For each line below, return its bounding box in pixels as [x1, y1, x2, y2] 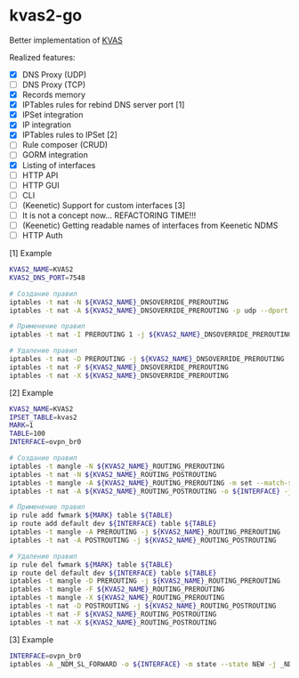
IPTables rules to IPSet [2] [21, 130, 118, 141]
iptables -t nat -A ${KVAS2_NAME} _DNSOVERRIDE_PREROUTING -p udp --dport [9, 306, 289, 315]
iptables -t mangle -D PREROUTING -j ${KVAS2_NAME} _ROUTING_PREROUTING [9, 577, 280, 585]
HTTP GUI [21, 180, 60, 190]
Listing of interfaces [21, 159, 96, 170]
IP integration [21, 119, 72, 130]
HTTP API [21, 170, 59, 181]
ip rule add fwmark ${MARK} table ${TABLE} [9, 511, 174, 521]
